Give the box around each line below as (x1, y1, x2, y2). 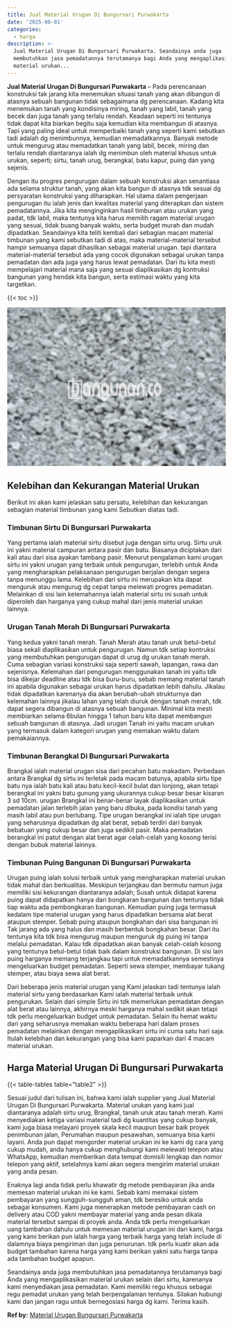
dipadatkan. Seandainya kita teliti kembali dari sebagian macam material (7, 228, 214, 236)
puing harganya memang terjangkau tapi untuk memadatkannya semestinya (7, 954, 224, 963)
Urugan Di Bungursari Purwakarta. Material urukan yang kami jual (7, 1101, 194, 1110)
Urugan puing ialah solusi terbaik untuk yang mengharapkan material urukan (7, 874, 225, 882)
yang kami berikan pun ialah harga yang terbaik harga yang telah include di (7, 1232, 222, 1241)
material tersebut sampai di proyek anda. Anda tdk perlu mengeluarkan (7, 1218, 210, 1226)
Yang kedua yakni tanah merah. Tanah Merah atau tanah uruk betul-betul (7, 638, 216, 646)
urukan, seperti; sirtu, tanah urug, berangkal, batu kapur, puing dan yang (7, 156, 215, 164)
